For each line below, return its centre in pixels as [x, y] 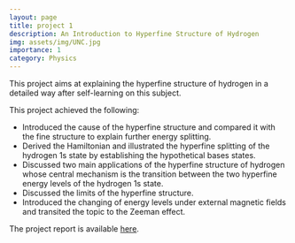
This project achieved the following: [74, 110]
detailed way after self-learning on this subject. [95, 93]
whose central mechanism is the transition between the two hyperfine [149, 174]
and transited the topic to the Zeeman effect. [104, 212]
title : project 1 [41, 26]
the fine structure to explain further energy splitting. [116, 137]
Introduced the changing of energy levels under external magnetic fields [154, 202]
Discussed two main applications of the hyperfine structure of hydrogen [153, 165]
